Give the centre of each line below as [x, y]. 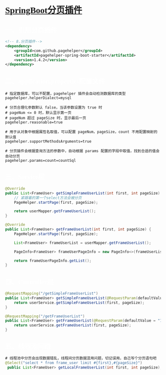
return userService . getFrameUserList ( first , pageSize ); [73, 325]
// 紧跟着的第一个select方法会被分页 [48, 198]
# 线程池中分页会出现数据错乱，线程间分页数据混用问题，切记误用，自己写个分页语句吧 [81, 358]
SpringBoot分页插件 [44, 10]
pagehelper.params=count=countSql [41, 161]
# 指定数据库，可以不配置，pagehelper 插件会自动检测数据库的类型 [65, 94]
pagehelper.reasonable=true [34, 122]
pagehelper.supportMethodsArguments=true [48, 142]
